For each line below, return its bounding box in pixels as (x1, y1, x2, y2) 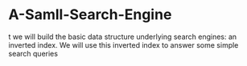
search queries (8, 49, 59, 58)
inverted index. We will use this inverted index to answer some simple (8, 40, 239, 49)
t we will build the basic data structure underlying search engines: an (8, 32, 237, 41)
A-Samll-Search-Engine (8, 6, 172, 24)
